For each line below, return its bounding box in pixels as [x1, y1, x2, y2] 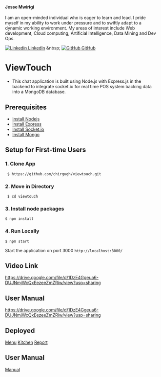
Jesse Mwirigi [5, 4, 34, 10]
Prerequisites [5, 103, 47, 111]
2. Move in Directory [5, 183, 55, 189]
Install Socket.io [12, 126, 44, 132]
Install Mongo [12, 131, 40, 137]
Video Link [5, 261, 38, 270]
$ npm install [5, 216, 34, 221]
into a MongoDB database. [12, 89, 66, 95]
